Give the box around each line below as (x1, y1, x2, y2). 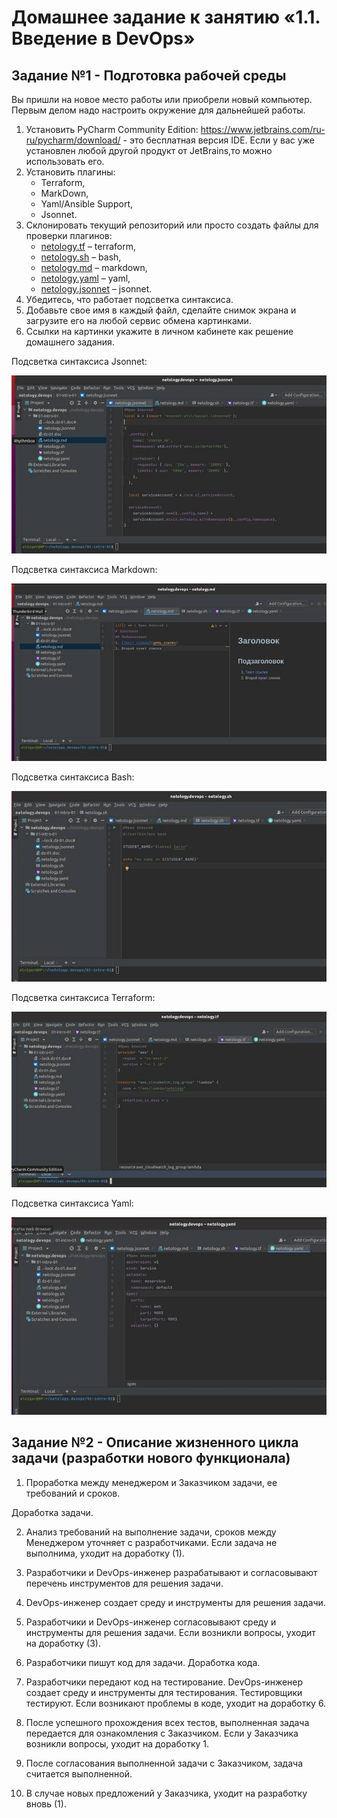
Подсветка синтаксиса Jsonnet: (11, 356, 148, 367)
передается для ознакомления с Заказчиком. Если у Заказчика (25, 1727, 299, 1739)
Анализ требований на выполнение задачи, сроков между (25, 1526, 277, 1538)
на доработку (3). (25, 1637, 101, 1649)
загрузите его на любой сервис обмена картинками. (25, 315, 252, 326)
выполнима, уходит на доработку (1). (25, 1547, 185, 1559)
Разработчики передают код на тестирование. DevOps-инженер (25, 1676, 304, 1688)
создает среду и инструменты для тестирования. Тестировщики (25, 1686, 303, 1698)
